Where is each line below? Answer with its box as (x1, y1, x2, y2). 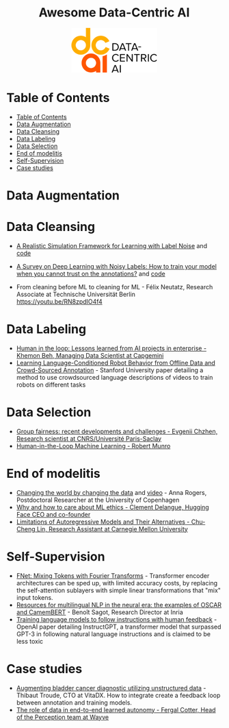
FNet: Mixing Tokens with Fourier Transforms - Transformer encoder (16, 571, 210, 580)
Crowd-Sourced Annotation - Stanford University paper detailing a (16, 365, 204, 374)
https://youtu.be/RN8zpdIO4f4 (16, 297, 103, 306)
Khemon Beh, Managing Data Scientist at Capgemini (16, 351, 164, 359)
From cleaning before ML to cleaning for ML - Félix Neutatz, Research (16, 282, 213, 291)
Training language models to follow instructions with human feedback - (16, 615, 217, 623)
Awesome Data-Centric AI (38, 5, 190, 21)
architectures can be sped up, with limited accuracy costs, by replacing (16, 579, 218, 587)
